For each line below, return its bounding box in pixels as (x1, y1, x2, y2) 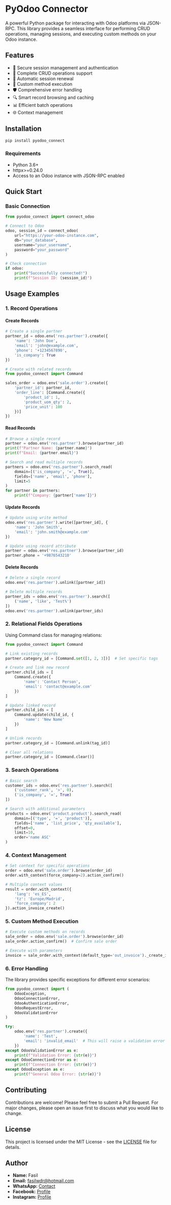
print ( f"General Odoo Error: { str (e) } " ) (14, 1072, 101, 1077)
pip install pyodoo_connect (5, 138, 65, 143)
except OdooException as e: (5, 1067, 65, 1072)
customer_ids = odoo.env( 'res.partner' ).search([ (5, 783, 113, 788)
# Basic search (5, 778, 38, 783)
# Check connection (5, 261, 47, 266)
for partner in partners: (5, 488, 60, 493)
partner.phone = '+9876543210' (5, 553, 72, 558)
